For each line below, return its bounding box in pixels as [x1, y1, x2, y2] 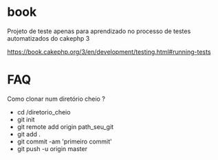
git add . [17, 130, 41, 138]
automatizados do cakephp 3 [7, 34, 90, 42]
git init [17, 115, 35, 123]
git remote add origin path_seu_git [17, 122, 114, 131]
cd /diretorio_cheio [17, 108, 71, 116]
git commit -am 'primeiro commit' [17, 137, 112, 146]
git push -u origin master [17, 144, 88, 152]
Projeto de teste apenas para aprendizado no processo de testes [7, 27, 191, 35]
